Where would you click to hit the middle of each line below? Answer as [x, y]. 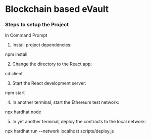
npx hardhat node [23, 112]
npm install [16, 54]
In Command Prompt [26, 35]
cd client [14, 74]
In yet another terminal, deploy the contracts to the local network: [79, 122]
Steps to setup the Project [37, 25]
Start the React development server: [49, 83]
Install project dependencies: [42, 45]
